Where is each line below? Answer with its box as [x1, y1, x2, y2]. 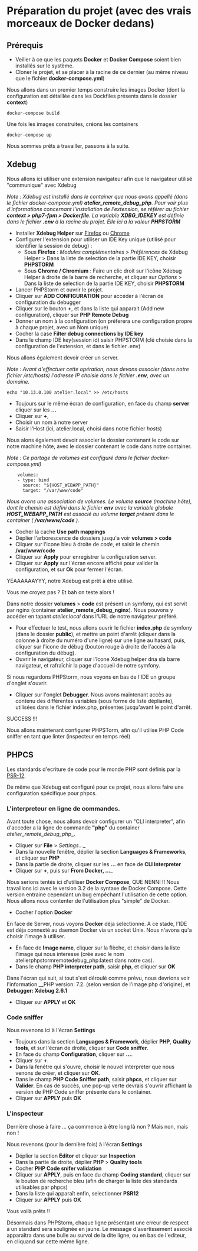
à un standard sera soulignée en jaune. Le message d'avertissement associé [6, 1225, 193, 1232]
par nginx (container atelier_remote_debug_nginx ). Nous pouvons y [6, 606, 173, 613]
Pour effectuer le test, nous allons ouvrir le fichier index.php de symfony [15, 624, 192, 631]
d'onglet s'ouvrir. [6, 679, 48, 686]
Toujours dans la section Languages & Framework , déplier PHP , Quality [15, 1038, 191, 1045]
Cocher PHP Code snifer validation [15, 1165, 102, 1172]
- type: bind [17, 477, 49, 483]
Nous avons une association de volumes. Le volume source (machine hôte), [6, 498, 192, 505]
